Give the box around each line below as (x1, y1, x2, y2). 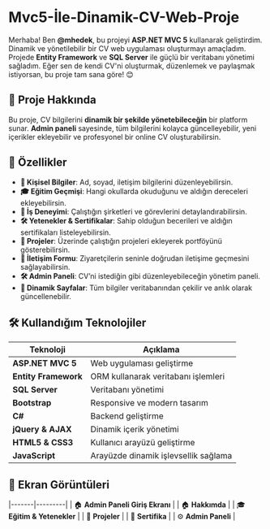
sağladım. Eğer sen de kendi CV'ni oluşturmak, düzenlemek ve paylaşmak (8, 61, 255, 71)
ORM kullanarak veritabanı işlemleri (90, 371, 225, 382)
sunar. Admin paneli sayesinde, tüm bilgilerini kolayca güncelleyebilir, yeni (8, 123, 257, 133)
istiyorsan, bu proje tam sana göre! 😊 (8, 69, 134, 79)
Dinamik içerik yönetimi (90, 423, 180, 435)
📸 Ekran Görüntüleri (8, 478, 109, 492)
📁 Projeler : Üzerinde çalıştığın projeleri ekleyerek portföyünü (19, 236, 223, 245)
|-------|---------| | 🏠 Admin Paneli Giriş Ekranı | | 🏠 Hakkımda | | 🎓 (8, 500, 246, 509)
